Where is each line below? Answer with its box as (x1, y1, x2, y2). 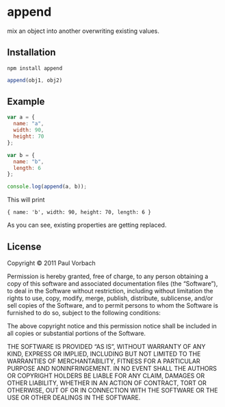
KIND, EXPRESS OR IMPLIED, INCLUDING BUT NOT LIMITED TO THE (7, 350, 201, 358)
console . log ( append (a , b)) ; (7, 183, 88, 190)
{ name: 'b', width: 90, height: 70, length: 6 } (7, 209, 152, 216)
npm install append (7, 64, 63, 72)
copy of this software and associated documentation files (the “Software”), (7, 280, 218, 288)
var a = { (7, 114, 36, 121)
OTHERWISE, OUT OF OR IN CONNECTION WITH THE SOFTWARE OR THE (7, 386, 218, 394)
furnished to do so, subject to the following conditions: (7, 309, 161, 317)
